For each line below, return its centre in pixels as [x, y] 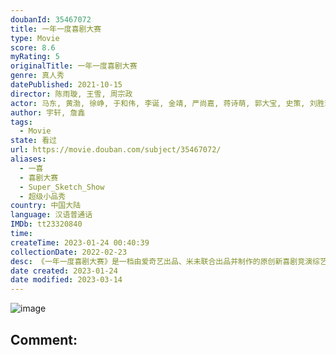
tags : [21, 122]
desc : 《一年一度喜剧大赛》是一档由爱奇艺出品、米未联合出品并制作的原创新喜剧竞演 [161, 261]
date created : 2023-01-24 [64, 271]
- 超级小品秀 [43, 196]
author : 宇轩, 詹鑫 [48, 112]
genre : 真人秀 [37, 76]
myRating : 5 [35, 57]
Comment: [44, 339]
